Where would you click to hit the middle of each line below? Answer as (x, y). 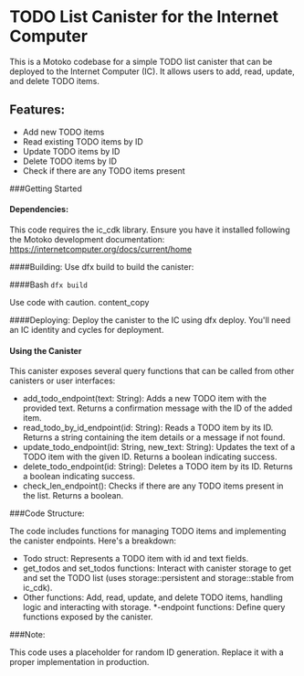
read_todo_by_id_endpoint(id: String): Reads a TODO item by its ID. (148, 428)
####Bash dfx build (49, 284)
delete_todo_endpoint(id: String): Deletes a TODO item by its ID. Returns (158, 467)
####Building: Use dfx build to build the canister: (102, 266)
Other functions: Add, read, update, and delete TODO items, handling (152, 597)
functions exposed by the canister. (88, 617)
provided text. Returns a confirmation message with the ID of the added (157, 408)
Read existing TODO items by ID (83, 141)
